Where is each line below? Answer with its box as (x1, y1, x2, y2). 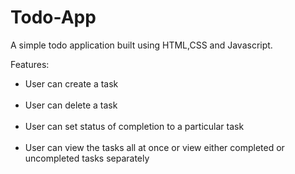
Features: (10, 58, 50, 70)
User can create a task (24, 77, 119, 90)
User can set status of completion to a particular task (24, 120, 245, 132)
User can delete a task (24, 99, 118, 111)
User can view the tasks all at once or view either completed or (24, 141, 285, 153)
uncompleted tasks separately (24, 152, 150, 164)
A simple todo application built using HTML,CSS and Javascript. (10, 39, 273, 51)
